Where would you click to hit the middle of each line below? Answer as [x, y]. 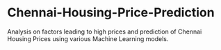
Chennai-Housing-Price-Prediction [111, 13]
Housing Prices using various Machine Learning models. [88, 38]
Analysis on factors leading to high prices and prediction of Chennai [105, 32]
